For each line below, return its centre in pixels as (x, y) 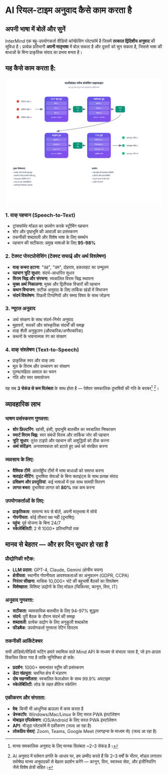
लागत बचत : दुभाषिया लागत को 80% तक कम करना (53, 487)
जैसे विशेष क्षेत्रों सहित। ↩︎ (33, 767)
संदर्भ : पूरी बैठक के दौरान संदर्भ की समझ (43, 617)
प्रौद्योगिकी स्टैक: (20, 559)
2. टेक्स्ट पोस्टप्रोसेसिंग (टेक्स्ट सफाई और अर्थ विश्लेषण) (56, 256)
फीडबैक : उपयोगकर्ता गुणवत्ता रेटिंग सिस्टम (45, 628)
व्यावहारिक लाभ (23, 404)
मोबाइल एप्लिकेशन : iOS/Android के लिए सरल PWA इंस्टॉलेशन (64, 720)
